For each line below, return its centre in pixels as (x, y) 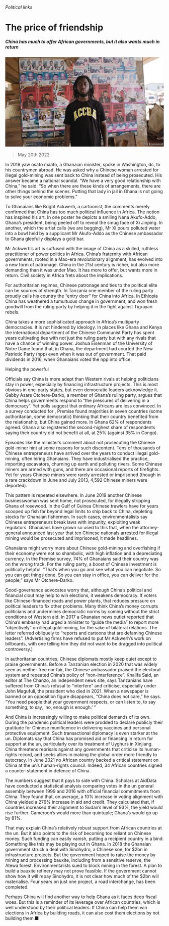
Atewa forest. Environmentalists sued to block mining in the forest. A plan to (84, 866)
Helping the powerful (27, 369)
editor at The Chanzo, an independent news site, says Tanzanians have (79, 680)
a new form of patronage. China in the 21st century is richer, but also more (82, 265)
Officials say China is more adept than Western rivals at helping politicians (82, 379)
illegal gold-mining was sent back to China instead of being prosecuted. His (84, 175)
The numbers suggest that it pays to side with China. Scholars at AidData (81, 780)
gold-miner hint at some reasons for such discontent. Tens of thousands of (83, 448)
